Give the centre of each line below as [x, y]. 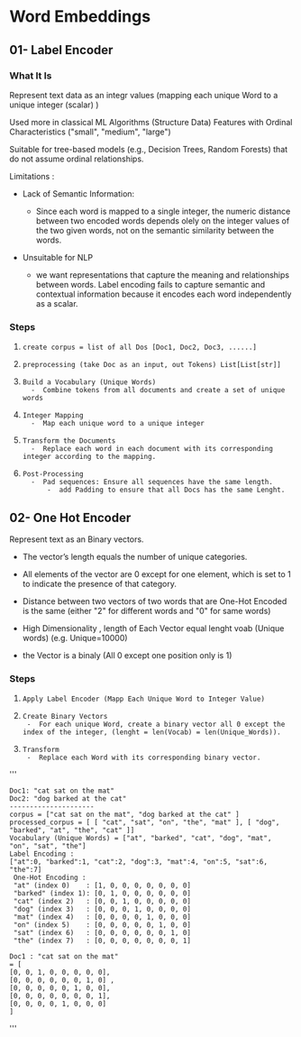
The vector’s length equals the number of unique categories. [135, 556]
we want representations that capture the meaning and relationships [163, 275]
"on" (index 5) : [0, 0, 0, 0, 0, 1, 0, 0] [102, 925]
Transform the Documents [69, 441]
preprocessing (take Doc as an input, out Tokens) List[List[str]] [151, 365]
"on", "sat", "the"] [48, 846]
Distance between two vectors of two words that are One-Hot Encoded [155, 601]
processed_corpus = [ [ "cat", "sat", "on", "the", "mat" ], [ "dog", [145, 822]
